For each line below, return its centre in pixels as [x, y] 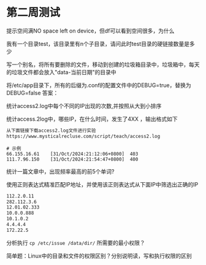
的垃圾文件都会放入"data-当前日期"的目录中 [61, 72]
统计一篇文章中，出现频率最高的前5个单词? [60, 171]
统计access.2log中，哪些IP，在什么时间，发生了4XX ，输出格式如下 [92, 119]
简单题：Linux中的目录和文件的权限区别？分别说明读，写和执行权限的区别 [99, 256]
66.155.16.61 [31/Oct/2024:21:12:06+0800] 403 [72, 154]
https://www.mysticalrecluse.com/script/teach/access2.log [83, 136]
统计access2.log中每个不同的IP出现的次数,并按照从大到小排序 [84, 106]
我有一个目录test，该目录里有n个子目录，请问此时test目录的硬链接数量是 [98, 44]
